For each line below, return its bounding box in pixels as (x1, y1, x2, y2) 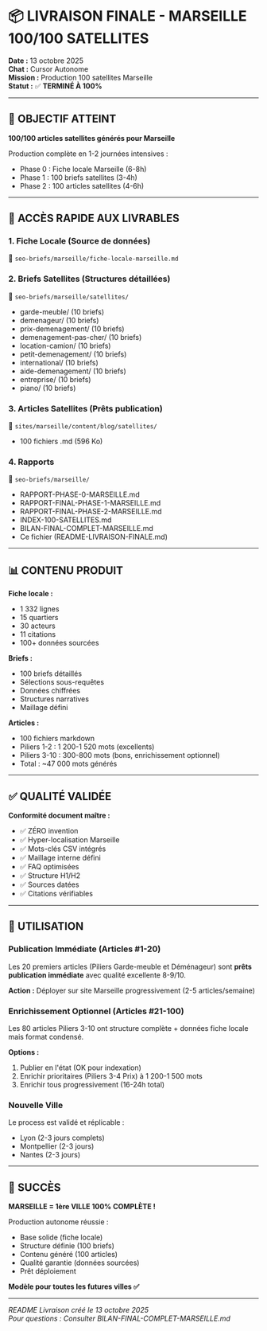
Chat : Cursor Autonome (8, 64, 89, 73)
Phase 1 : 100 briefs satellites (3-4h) (19, 173, 137, 182)
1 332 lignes (19, 604, 60, 614)
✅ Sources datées (19, 880, 79, 889)
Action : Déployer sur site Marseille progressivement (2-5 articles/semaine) (8, 986, 256, 995)
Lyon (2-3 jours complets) (19, 1133, 105, 1143)
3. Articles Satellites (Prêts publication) (8, 403, 163, 414)
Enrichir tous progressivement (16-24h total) (19, 1079, 165, 1089)
